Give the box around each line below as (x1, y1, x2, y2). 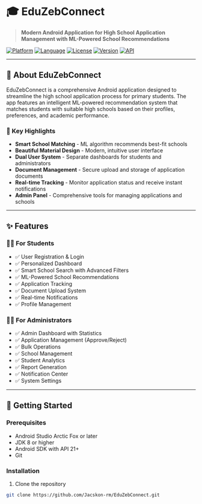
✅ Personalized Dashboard (14, 260, 82, 267)
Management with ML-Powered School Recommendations (20, 35, 170, 42)
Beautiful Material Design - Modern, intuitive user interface (14, 147, 164, 154)
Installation (6, 467, 40, 475)
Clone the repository (14, 480, 66, 488)
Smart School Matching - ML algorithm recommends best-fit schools (14, 140, 188, 148)
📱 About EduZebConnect (6, 70, 102, 80)
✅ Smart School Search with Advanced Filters (14, 266, 129, 274)
